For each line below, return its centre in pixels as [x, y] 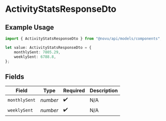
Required [74, 91]
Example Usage [30, 27]
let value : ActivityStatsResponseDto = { [48, 47]
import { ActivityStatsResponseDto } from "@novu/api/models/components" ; [84, 39]
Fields [15, 77]
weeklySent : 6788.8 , [35, 57]
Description [104, 91]
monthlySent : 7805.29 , [37, 52]
